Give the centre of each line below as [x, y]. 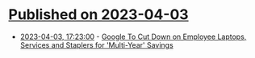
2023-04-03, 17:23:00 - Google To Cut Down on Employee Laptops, [133, 37]
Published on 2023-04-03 [98, 15]
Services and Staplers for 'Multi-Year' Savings [96, 44]
